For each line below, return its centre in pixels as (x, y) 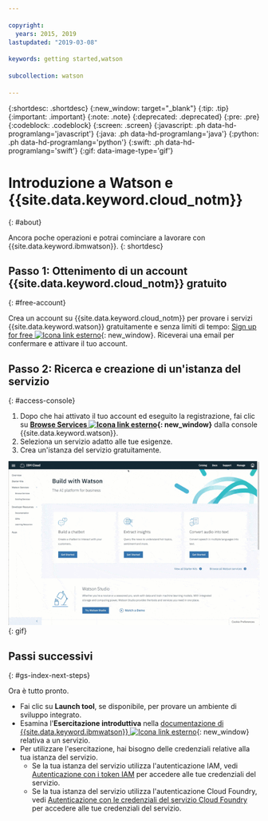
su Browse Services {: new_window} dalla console (138, 424)
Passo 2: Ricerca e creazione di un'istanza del (125, 369)
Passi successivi (51, 656)
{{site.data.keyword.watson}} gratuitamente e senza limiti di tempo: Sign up (132, 327)
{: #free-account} (37, 303)
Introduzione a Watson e (91, 183)
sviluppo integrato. (51, 715)
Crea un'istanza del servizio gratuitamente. (91, 450)
